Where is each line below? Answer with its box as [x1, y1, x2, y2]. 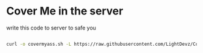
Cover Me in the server [6, 4, 124, 18]
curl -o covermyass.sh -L [6, 41, 71, 47]
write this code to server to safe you [6, 24, 97, 31]
